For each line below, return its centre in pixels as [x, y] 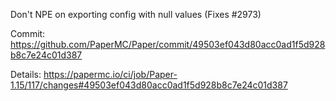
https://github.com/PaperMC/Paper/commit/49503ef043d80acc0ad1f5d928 [168, 44]
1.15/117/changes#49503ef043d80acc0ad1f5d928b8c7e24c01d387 [149, 85]
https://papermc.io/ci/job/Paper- [110, 74]
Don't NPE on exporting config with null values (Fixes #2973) [136, 14]
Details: [26, 74]
